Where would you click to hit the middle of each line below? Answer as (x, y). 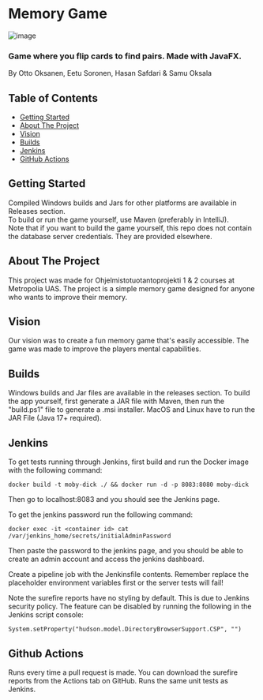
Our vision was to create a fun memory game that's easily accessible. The (129, 341)
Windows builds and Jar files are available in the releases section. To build (129, 393)
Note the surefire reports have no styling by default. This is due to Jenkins (129, 598)
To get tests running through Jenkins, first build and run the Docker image (128, 462)
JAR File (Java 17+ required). (55, 418)
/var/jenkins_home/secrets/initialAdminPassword (90, 536)
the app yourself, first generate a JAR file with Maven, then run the (116, 401)
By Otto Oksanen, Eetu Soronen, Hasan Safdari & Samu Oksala (110, 73)
